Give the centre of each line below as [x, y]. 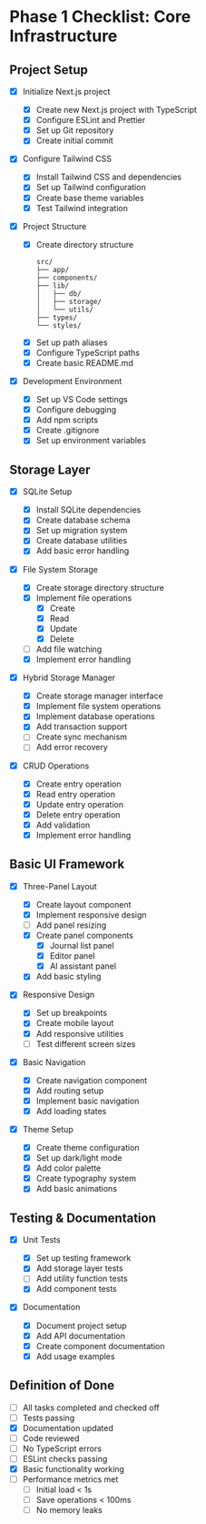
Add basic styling [69, 977]
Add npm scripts [67, 420]
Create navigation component [92, 1080]
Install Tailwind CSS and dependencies [108, 177]
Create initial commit [74, 141]
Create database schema [83, 520]
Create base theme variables [90, 198]
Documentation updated [68, 1427]
